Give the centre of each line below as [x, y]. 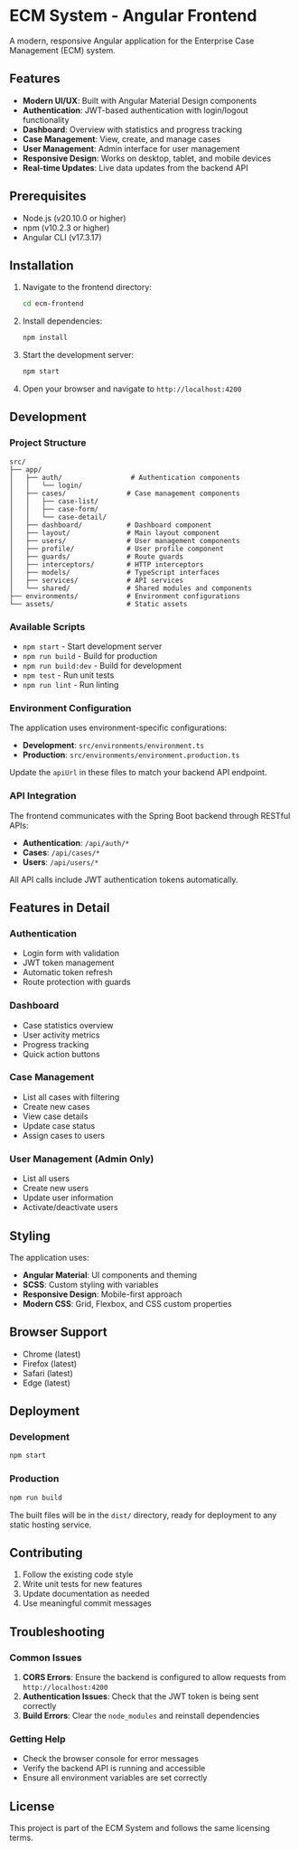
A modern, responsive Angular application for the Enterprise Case [132, 41]
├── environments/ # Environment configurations [125, 596]
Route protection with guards [76, 982]
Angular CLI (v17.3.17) [62, 237]
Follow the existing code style [78, 1574]
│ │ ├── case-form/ [54, 509]
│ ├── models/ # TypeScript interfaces [115, 572]
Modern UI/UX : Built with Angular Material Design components [140, 100]
